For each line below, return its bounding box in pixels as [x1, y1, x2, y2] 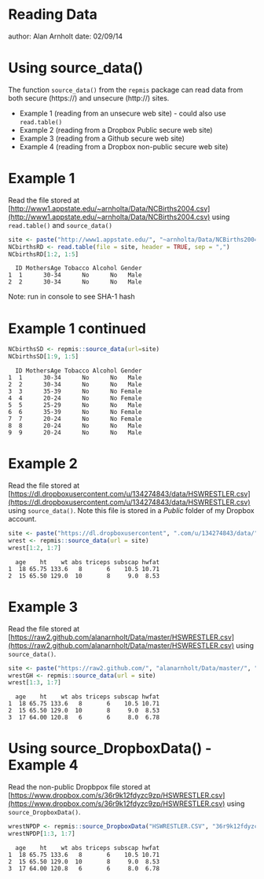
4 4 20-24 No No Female [8, 394, 143, 402]
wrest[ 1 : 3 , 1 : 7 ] [8, 679, 61, 687]
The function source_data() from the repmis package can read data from [8, 85, 244, 94]
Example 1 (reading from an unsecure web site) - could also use [19, 108, 226, 118]
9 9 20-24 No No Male [8, 429, 143, 437]
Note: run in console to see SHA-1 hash [8, 292, 135, 302]
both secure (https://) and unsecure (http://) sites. [8, 93, 170, 103]
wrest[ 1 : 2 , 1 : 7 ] [8, 544, 61, 551]
